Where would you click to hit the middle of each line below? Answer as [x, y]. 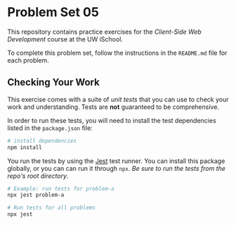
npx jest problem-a [36, 195]
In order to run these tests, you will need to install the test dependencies [112, 120]
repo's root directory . [38, 176]
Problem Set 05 [53, 12]
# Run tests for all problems [52, 208]
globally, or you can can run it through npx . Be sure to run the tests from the [117, 168]
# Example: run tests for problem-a [61, 188]
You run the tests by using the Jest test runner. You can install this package [116, 161]
